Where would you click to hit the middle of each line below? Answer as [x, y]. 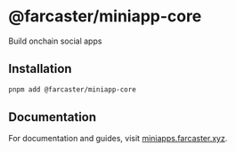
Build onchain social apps [55, 41]
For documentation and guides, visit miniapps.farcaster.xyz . [118, 139]
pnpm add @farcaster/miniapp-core [73, 89]
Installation [40, 69]
